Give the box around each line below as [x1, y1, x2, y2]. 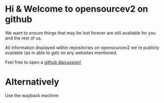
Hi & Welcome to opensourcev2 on [5, 3, 148, 15]
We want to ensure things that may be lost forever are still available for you [5, 30, 156, 36]
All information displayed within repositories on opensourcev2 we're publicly [5, 44, 160, 50]
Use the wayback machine [5, 92, 59, 98]
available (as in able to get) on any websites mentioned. [5, 50, 117, 56]
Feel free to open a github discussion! [5, 59, 81, 65]
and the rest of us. [5, 35, 42, 41]
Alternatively [5, 77, 60, 87]
